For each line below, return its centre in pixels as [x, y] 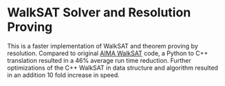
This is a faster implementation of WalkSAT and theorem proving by [103, 46]
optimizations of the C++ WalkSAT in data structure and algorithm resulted [113, 68]
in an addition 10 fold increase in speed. [64, 75]
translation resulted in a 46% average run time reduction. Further [99, 60]
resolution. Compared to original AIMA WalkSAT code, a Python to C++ [108, 53]
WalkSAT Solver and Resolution [99, 13]
